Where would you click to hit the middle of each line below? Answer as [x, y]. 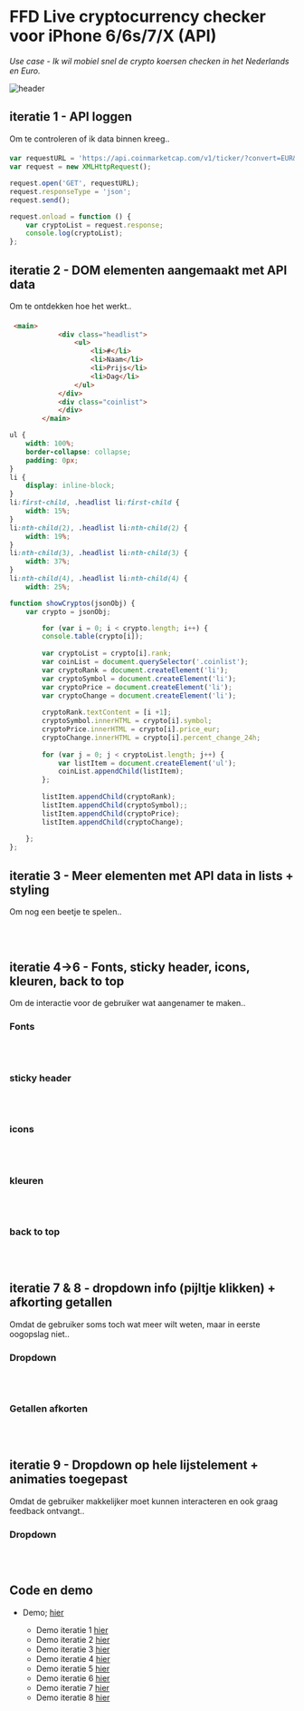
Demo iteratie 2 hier [73, 1639]
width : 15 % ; [48, 511]
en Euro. [25, 71]
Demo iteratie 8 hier [73, 1697]
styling [29, 890]
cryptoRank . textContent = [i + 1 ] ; [107, 713]
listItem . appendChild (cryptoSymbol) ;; [115, 805]
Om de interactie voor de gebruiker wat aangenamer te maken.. [128, 1003]
